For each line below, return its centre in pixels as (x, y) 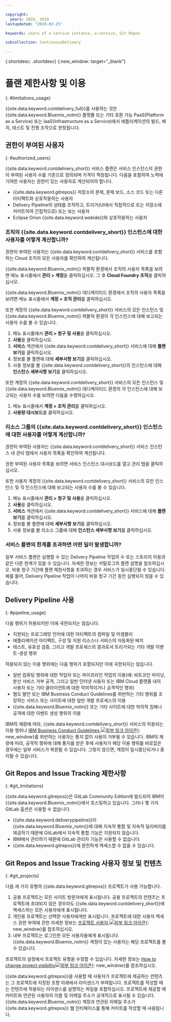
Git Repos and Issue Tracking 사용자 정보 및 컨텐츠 (84, 863)
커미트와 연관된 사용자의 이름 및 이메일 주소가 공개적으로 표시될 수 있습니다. (80, 995)
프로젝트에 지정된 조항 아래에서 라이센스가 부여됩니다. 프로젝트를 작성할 (87, 983)
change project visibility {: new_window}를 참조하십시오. (81, 965)
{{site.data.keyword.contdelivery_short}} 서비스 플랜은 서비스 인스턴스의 (79, 168)
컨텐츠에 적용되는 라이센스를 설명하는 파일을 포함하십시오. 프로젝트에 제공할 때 (88, 989)
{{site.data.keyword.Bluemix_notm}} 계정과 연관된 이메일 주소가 (70, 1002)
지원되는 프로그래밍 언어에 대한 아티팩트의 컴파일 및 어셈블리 (73, 634)
